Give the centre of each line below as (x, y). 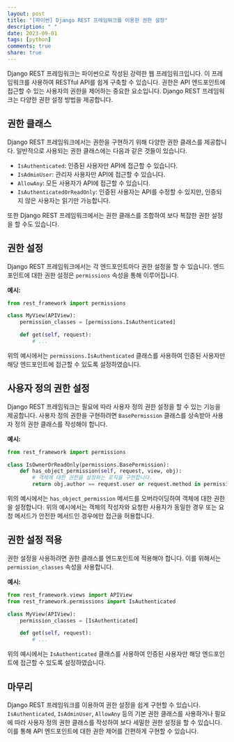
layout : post (26, 14)
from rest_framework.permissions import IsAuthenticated (92, 602)
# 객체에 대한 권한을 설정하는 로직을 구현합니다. (93, 478)
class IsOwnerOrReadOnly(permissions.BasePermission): (88, 465)
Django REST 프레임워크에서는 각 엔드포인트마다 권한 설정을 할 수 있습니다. (110, 266)
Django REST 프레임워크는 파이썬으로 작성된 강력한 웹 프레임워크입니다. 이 (109, 73)
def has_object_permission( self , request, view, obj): (101, 471)
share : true (24, 53)
